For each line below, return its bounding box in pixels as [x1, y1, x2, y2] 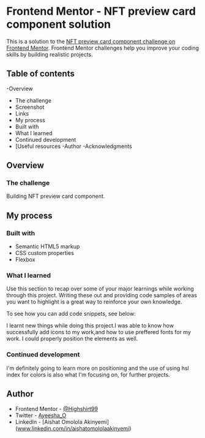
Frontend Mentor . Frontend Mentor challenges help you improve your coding [6, 44, 199, 52]
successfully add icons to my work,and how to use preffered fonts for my [6, 329, 192, 336]
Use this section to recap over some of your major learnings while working [6, 285, 194, 292]
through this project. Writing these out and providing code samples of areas [6, 292, 198, 299]
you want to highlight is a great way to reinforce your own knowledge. [6, 298, 182, 305]
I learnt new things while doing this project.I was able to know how [6, 322, 174, 329]
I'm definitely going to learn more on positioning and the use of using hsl [6, 364, 189, 372]
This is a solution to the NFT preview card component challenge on [6, 37, 176, 45]
